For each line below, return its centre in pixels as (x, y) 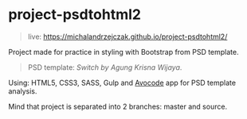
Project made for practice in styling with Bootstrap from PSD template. (123, 52)
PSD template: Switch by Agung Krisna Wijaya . (105, 67)
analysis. (23, 91)
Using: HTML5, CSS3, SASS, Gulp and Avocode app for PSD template (122, 83)
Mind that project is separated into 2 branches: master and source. (118, 106)
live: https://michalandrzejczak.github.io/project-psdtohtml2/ (127, 36)
